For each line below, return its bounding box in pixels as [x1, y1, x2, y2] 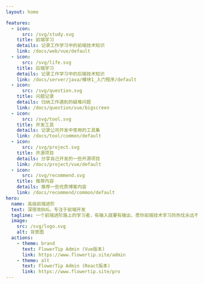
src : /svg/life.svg [21, 59, 71, 66]
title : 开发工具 [16, 122, 54, 128]
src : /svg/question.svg [21, 88, 83, 94]
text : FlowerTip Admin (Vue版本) [21, 246, 105, 252]
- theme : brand [16, 240, 55, 246]
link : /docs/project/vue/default [16, 161, 102, 167]
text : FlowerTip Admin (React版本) [21, 263, 111, 269]
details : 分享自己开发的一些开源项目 [16, 156, 100, 162]
